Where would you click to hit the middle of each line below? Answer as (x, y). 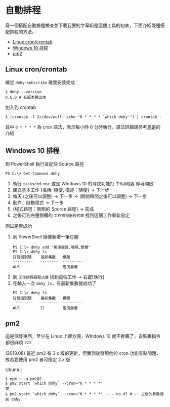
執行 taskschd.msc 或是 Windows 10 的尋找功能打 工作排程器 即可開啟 (83, 183)
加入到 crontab (21, 107)
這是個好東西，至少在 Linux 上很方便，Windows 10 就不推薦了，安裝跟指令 (83, 336)
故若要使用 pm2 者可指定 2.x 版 (38, 359)
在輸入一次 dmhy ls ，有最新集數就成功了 (54, 283)
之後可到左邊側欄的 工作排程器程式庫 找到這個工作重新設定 (71, 215)
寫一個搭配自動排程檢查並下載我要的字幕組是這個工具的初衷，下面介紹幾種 (83, 25)
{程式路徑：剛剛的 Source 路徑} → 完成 (53, 209)
